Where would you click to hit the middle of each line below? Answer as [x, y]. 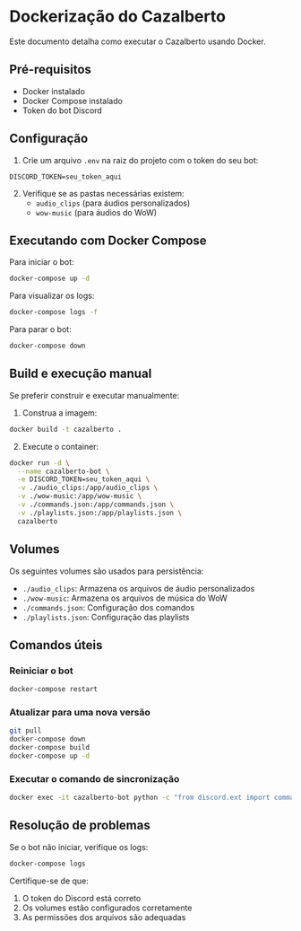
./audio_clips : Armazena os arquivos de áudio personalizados [138, 588]
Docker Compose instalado [73, 101]
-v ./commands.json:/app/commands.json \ [96, 505]
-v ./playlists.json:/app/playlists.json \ [99, 513]
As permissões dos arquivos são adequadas [104, 917]
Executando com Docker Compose [108, 240]
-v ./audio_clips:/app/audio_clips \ [88, 488]
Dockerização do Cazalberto [118, 17]
